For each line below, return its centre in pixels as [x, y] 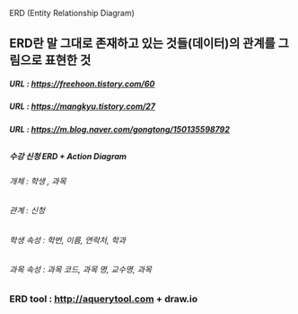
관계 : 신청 [27, 211]
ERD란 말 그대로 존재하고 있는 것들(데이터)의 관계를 [142, 44]
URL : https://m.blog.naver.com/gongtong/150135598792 [120, 129]
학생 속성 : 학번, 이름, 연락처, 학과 [68, 240]
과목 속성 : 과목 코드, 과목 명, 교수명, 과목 [81, 270]
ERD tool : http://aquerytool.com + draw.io [104, 299]
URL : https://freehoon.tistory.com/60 [82, 84]
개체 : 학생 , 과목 [38, 181]
